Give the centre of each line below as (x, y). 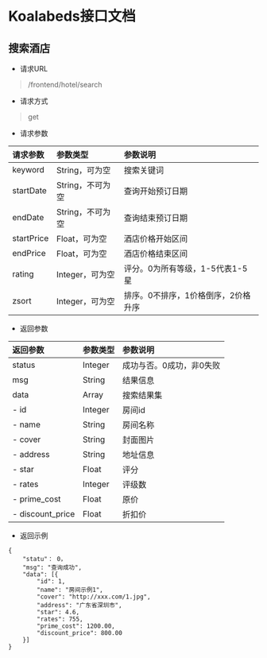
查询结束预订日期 (156, 218)
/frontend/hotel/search (65, 85)
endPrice (29, 253)
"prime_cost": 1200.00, (76, 626)
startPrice (31, 238)
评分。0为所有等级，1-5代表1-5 (186, 269)
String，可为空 (84, 170)
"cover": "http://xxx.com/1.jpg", (94, 597)
